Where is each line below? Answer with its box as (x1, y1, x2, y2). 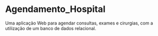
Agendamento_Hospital (5, 3, 106, 15)
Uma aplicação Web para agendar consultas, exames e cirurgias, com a (5, 20, 153, 26)
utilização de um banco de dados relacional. (5, 25, 96, 31)
